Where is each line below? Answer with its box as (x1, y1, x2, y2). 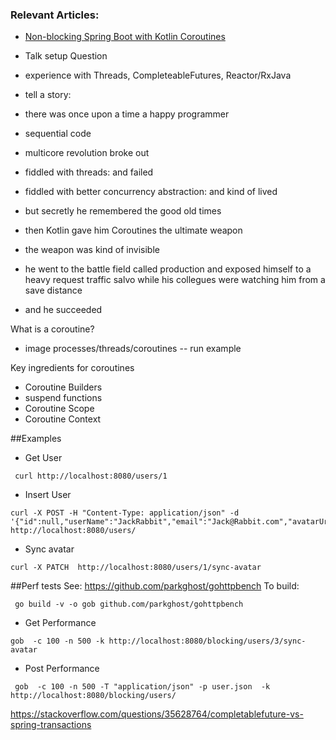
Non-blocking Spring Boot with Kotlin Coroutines (24, 31, 226, 43)
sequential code (24, 128, 92, 140)
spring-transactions (10, 719, 92, 731)
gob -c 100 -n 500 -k (10, 636, 105, 647)
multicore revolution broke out (24, 147, 150, 159)
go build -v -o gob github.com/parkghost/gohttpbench (14, 599, 244, 610)
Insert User (24, 489, 72, 501)
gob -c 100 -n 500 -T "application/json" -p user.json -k (14, 682, 271, 692)
